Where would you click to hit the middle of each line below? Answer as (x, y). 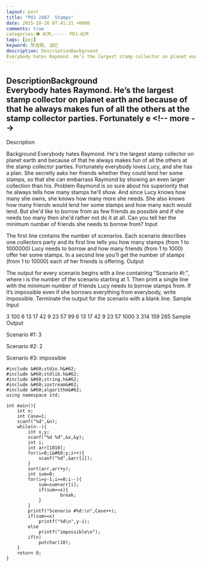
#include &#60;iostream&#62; (43, 385)
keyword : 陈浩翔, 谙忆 (32, 46)
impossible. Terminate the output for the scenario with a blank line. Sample (99, 299)
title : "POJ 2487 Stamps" (40, 17)
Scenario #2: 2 (25, 346)
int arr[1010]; (47, 448)
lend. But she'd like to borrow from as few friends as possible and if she (95, 212)
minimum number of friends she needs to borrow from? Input (82, 224)
